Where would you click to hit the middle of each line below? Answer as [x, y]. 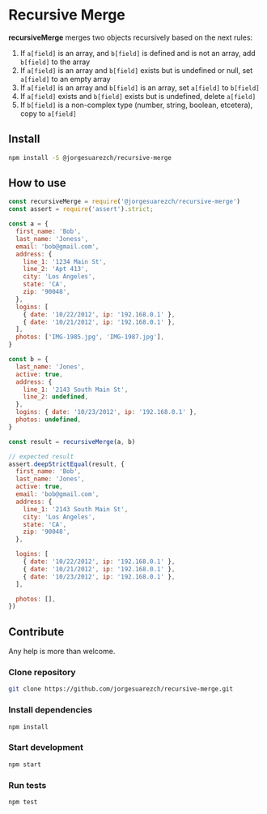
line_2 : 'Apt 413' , [56, 269]
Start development [46, 747]
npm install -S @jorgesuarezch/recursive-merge [90, 157]
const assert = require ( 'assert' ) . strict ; [81, 209]
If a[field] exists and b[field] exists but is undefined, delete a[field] [138, 96]
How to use [37, 183]
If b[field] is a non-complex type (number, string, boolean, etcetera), [136, 105]
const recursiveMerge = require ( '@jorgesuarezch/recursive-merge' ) [125, 202]
